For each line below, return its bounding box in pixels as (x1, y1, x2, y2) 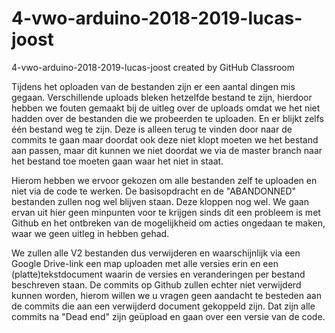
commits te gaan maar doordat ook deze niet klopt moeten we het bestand (11, 133, 319, 146)
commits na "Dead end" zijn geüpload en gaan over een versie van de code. (11, 310, 326, 322)
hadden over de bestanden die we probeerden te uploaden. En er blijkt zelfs (11, 112, 324, 124)
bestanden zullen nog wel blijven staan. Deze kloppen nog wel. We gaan (11, 195, 309, 207)
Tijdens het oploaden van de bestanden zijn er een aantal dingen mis (11, 80, 296, 92)
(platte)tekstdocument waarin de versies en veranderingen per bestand (11, 268, 306, 280)
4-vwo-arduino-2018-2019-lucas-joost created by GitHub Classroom (11, 61, 295, 73)
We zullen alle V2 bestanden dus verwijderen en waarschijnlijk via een (11, 247, 301, 259)
